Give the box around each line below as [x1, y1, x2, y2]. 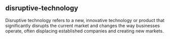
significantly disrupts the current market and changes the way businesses [5, 22, 160, 28]
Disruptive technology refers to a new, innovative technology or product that [5, 17, 165, 23]
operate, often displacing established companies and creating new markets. [5, 27, 164, 34]
